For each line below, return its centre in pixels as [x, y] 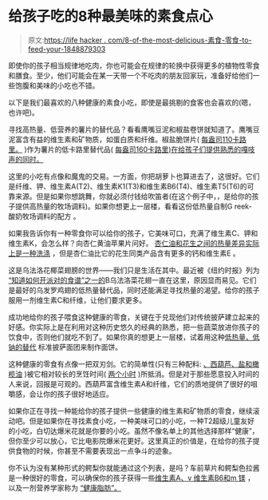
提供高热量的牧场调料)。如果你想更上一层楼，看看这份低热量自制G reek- [134, 206]
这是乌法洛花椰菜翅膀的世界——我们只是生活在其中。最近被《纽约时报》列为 [134, 270]
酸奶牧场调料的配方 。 [44, 216]
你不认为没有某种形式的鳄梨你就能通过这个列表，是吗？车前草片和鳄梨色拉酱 [134, 467]
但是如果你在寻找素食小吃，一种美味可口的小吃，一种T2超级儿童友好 [142, 421]
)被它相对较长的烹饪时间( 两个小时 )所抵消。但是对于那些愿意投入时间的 [142, 374]
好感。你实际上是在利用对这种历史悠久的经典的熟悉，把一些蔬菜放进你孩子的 [134, 327]
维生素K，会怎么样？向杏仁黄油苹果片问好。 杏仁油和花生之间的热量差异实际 [134, 243]
